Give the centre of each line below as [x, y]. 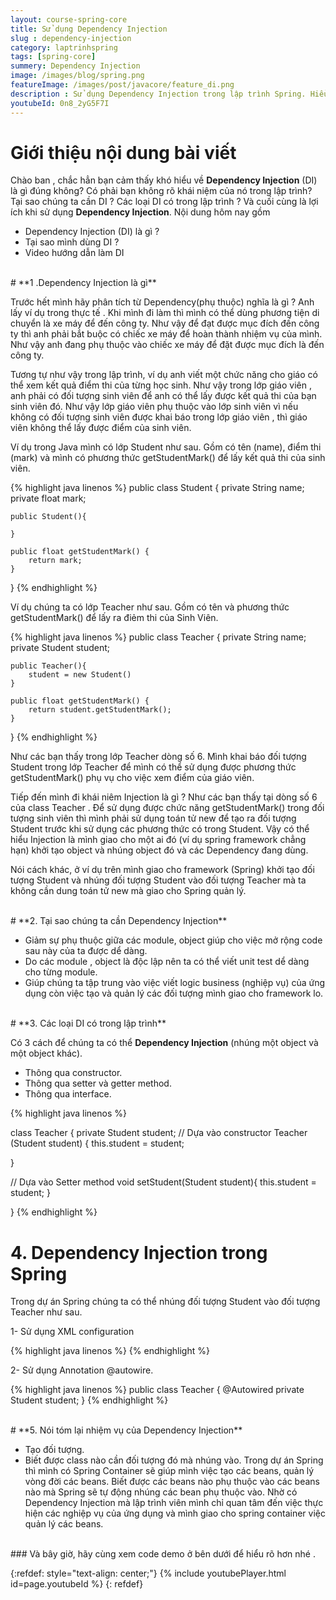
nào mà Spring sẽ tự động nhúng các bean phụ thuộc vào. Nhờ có [161, 1492]
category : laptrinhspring [64, 47]
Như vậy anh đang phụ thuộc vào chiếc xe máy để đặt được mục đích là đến [167, 345]
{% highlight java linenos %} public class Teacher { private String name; [158, 637]
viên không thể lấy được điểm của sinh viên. [101, 428]
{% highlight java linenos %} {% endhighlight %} [110, 1351]
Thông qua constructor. [73, 1073]
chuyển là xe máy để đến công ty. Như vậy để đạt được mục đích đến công [165, 323]
